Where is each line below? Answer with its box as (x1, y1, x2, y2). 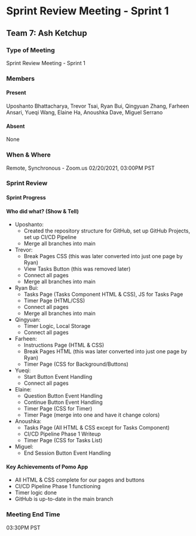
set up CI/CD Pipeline (23, 234, 77, 241)
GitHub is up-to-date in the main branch (14, 495, 114, 503)
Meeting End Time (6, 510, 60, 519)
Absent (6, 122, 25, 130)
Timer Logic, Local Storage (23, 323, 91, 330)
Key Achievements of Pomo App (6, 463, 88, 470)
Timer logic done (14, 489, 57, 497)
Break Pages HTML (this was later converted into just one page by (23, 348, 187, 355)
